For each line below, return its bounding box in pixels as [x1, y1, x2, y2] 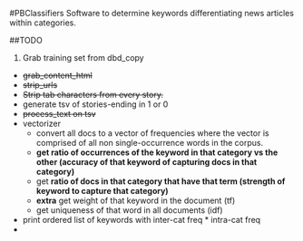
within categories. [9, 17, 77, 28]
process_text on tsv [22, 109, 97, 119]
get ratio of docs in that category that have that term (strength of [35, 176, 286, 187]
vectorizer [22, 118, 62, 129]
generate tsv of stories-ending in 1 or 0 [22, 99, 169, 110]
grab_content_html [22, 70, 93, 81]
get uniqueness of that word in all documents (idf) [35, 205, 224, 216]
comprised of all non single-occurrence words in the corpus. [35, 138, 264, 148]
